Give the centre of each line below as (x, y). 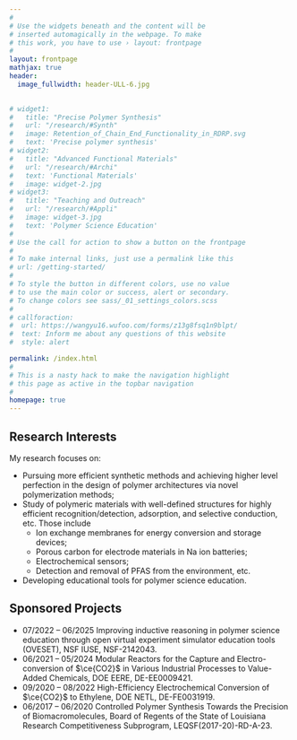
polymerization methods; (68, 494)
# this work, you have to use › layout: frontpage (106, 43)
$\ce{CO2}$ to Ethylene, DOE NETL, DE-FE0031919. (119, 697)
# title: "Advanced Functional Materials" (93, 159)
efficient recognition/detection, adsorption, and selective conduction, (150, 513)
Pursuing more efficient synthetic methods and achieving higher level (150, 475)
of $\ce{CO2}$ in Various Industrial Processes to (156, 668)
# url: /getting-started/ (57, 267)
